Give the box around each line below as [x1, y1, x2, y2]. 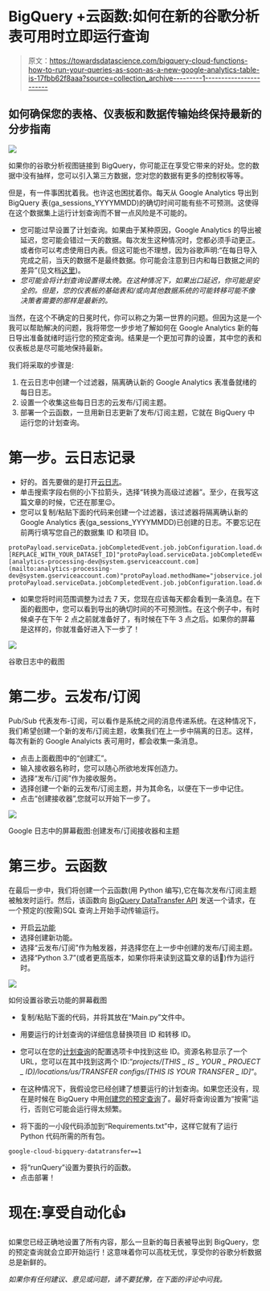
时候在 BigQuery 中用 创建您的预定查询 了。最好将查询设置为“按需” [34, 1093, 252, 1103]
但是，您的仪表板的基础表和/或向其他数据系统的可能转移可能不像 [41, 285, 256, 295]
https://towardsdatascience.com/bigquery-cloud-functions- [49, 56, 248, 65]
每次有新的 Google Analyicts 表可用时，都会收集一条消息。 [8, 735, 202, 746]
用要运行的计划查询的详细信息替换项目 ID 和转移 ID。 [19, 1029, 195, 1039]
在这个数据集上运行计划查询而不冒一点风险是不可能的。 [8, 207, 191, 218]
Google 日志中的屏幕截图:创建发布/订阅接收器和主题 [8, 826, 180, 835]
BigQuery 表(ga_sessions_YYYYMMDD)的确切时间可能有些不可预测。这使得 [8, 198, 260, 207]
